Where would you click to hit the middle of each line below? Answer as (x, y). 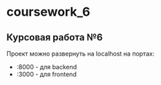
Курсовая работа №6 (55, 37)
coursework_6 (48, 12)
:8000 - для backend (47, 67)
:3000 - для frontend (46, 74)
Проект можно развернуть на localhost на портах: (80, 53)
